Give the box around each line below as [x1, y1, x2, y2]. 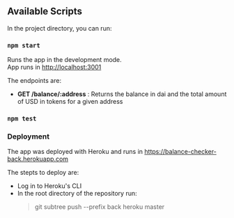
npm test [7, 115, 37, 123]
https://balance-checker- [144, 148, 217, 156]
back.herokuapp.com [7, 155, 68, 163]
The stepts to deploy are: [7, 169, 79, 177]
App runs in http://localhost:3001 [7, 63, 102, 72]
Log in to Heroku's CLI [17, 182, 82, 190]
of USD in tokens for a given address [17, 98, 123, 106]
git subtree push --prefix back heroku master [34, 203, 165, 211]
